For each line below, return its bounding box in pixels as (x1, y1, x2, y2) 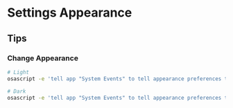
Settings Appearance (7, 5, 132, 21)
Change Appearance (7, 53, 78, 63)
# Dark (7, 88, 26, 95)
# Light (7, 69, 30, 75)
